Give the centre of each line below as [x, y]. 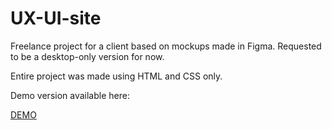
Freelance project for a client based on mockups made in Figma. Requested [166, 46]
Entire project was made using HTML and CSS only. [116, 76]
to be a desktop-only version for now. [87, 56]
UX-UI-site [56, 18]
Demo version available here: [70, 95]
